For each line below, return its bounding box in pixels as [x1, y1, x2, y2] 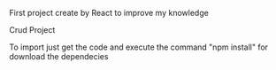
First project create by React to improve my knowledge [9, 8, 210, 18]
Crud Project [9, 25, 56, 35]
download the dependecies [9, 51, 109, 61]
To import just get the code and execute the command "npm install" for [9, 42, 268, 52]
